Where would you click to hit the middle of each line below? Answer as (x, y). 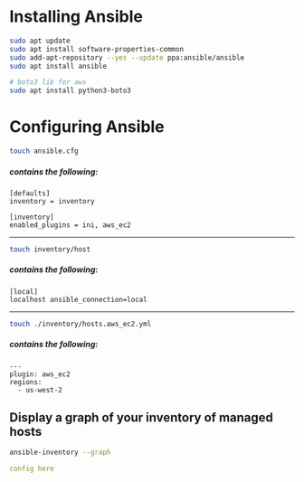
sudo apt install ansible (58, 66)
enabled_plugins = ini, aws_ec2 (70, 225)
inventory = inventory (52, 201)
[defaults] (30, 193)
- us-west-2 (40, 390)
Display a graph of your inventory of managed (142, 418)
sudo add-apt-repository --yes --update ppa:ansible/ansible (127, 57)
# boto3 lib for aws (48, 82)
